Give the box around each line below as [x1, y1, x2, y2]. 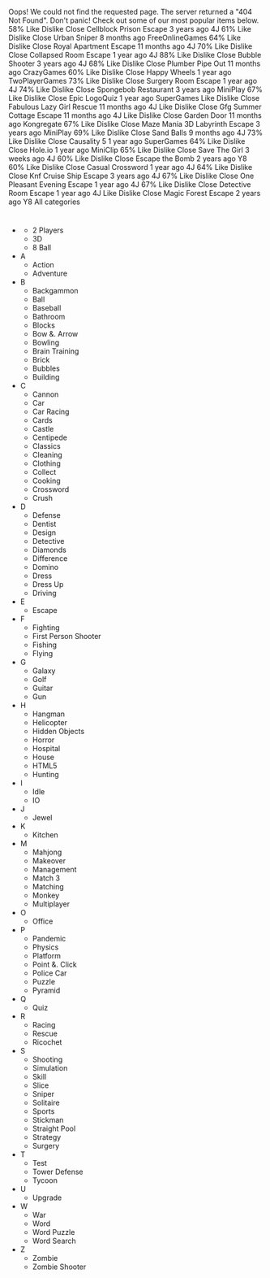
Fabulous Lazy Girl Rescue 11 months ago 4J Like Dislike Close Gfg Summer [8, 102, 262, 111]
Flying [32, 649, 54, 659]
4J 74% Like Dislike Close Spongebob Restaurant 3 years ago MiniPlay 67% [8, 85, 264, 94]
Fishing [32, 640, 58, 650]
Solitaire [32, 1098, 60, 1108]
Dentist [32, 519, 57, 529]
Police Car [32, 968, 67, 978]
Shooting [32, 1054, 63, 1064]
